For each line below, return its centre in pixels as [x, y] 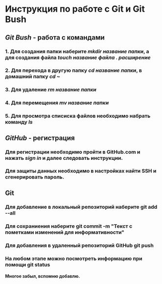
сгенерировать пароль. [35, 177]
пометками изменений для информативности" [65, 232]
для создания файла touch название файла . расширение [78, 57]
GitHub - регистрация [40, 138]
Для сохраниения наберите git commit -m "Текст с [69, 226]
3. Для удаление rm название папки [51, 90]
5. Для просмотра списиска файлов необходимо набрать [78, 116]
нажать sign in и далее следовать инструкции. [64, 158]
